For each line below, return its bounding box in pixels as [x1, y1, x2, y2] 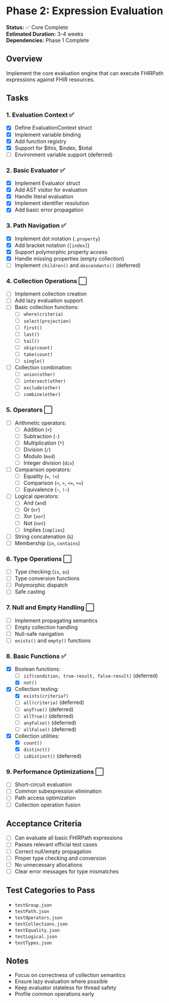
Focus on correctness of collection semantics [14, 972, 125, 979]
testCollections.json [14, 921, 68, 927]
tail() [23, 338, 40, 344]
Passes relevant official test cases [14, 841, 98, 848]
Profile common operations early [14, 991, 94, 998]
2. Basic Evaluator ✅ [6, 166, 65, 174]
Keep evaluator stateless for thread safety [14, 984, 117, 991]
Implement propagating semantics [14, 617, 98, 624]
